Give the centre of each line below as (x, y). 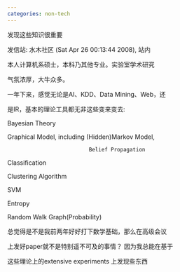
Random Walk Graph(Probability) (55, 217)
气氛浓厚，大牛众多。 (38, 79)
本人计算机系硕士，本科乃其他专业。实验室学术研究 (81, 64)
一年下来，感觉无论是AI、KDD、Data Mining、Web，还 (86, 94)
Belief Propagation (117, 149)
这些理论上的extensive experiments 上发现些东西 (78, 261)
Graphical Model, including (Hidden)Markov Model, (81, 137)
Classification (27, 163)
